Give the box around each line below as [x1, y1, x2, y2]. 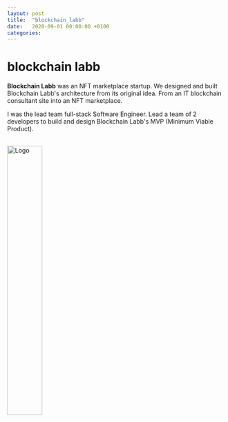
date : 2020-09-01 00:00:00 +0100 [7, 23, 110, 30]
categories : [7, 29, 41, 37]
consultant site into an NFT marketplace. [7, 97, 123, 105]
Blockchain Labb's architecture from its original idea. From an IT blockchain [7, 89, 222, 97]
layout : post [7, 10, 45, 17]
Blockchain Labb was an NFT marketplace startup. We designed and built [7, 82, 218, 90]
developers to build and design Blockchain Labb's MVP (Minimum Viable [7, 117, 214, 126]
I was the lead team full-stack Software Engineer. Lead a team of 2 [7, 110, 197, 118]
